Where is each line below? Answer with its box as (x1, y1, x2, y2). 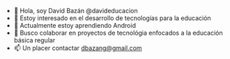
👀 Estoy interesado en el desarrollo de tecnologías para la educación (13, 14, 211, 22)
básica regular (13, 36, 56, 44)
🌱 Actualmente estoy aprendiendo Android (13, 22, 136, 29)
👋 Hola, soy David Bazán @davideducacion (13, 7, 138, 15)
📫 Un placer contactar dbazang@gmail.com (13, 44, 142, 52)
